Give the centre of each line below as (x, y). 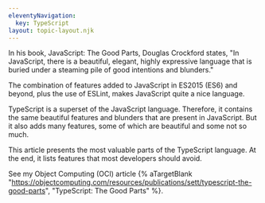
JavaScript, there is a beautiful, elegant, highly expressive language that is (130, 61)
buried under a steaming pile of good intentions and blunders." (111, 70)
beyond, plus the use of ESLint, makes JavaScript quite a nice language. (127, 94)
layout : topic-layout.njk (51, 30)
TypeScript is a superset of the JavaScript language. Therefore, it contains (131, 109)
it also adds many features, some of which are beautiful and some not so (128, 126)
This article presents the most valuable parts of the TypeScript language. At (132, 150)
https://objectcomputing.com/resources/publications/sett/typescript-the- (132, 182)
